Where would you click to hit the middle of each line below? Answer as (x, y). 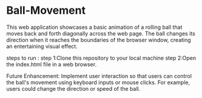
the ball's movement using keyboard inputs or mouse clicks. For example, (98, 82)
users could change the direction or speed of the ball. (73, 88)
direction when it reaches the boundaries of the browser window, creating (99, 40)
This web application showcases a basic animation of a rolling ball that (94, 27)
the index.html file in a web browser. (52, 64)
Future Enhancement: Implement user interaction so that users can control (99, 76)
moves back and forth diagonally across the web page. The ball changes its (101, 33)
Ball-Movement (46, 11)
